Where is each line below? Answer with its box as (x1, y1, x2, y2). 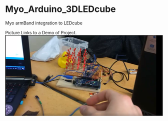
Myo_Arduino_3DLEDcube (5, 3, 116, 15)
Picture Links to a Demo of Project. (5, 29, 77, 35)
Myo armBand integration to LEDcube (5, 20, 82, 26)
